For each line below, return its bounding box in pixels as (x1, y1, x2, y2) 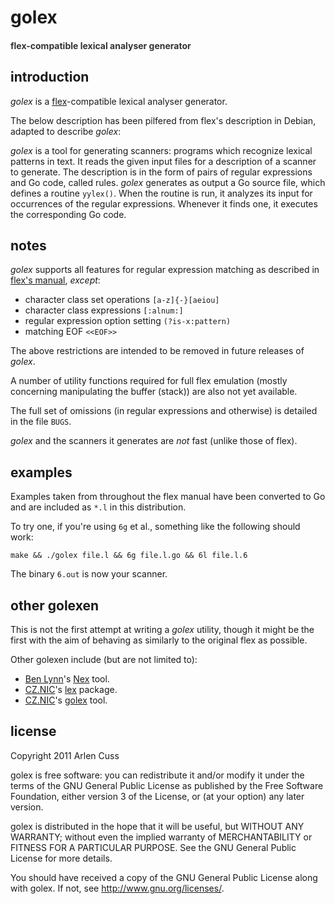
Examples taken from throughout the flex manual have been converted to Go (10, 491, 326, 503)
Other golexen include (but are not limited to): (10, 654, 198, 666)
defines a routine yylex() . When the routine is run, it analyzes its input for (10, 187, 313, 199)
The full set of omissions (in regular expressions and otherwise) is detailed (10, 405, 318, 417)
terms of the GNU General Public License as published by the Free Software (10, 779, 324, 791)
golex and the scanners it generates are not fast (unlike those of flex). (10, 435, 298, 447)
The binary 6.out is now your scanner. (10, 568, 168, 580)
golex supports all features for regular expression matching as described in (10, 264, 320, 276)
